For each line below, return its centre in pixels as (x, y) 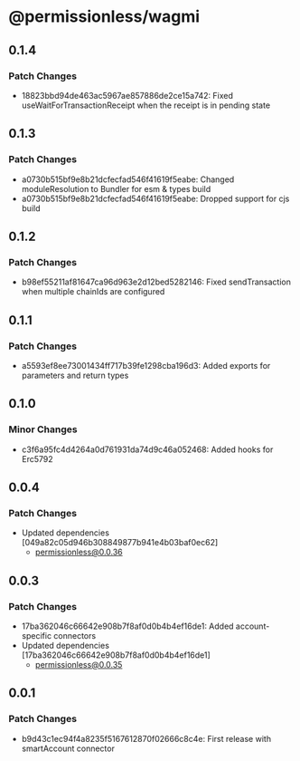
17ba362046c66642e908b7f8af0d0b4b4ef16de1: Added (127, 626)
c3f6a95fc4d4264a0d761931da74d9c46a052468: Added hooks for (147, 449)
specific (36, 636)
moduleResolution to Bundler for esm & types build (116, 188)
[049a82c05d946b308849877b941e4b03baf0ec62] (120, 543)
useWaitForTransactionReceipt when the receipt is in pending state (146, 105)
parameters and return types (75, 375)
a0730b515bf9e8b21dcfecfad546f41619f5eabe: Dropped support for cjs (155, 198)
